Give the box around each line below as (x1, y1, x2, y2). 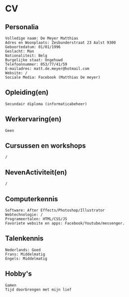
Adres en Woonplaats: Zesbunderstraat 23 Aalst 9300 (5, 40, 116, 45)
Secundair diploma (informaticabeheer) (5, 101, 87, 107)
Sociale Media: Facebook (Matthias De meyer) (5, 75, 100, 80)
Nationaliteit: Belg (5, 53, 48, 58)
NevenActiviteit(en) (5, 168, 67, 177)
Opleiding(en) (5, 88, 48, 97)
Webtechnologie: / (5, 212, 43, 217)
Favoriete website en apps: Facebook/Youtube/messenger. (5, 221, 125, 226)
